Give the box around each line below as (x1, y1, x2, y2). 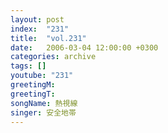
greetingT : (10, 89, 56, 99)
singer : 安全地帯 (10, 107, 77, 118)
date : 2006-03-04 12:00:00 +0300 (10, 42, 159, 53)
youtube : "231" (10, 71, 74, 81)
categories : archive (10, 52, 97, 62)
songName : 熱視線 (10, 98, 78, 108)
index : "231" (10, 24, 70, 34)
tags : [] (10, 61, 47, 71)
